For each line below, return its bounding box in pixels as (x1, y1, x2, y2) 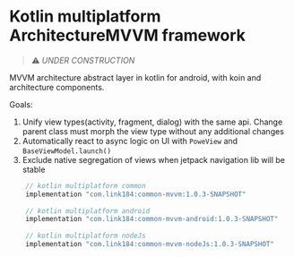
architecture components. (9, 81, 105, 92)
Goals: (9, 99, 33, 109)
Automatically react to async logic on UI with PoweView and (22, 135, 238, 146)
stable (22, 164, 46, 175)
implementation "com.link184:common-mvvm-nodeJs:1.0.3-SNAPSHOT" (25, 240, 275, 249)
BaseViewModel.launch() (22, 146, 112, 156)
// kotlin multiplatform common (25, 181, 146, 190)
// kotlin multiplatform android (25, 206, 151, 216)
